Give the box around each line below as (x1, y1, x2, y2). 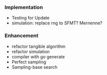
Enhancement (4, 32, 39, 39)
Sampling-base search (11, 64, 58, 70)
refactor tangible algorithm (11, 43, 65, 49)
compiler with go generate (11, 54, 65, 59)
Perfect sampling (11, 59, 46, 65)
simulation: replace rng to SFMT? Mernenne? (11, 20, 103, 26)
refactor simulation (11, 48, 50, 55)
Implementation (4, 4, 43, 11)
